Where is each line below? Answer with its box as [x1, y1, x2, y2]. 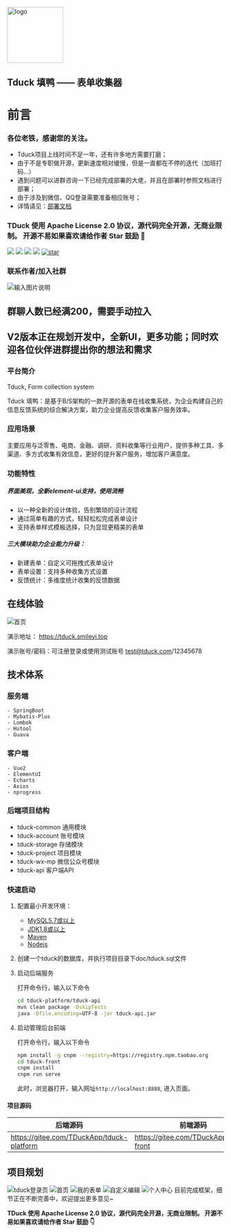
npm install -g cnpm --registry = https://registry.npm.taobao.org [16, 1052, 208, 1058]
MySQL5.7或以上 [27, 917, 76, 925]
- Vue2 [7, 764, 26, 771]
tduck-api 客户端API [16, 866, 74, 874]
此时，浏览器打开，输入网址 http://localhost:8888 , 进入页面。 [16, 1085, 195, 1093]
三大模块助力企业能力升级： [7, 540, 86, 548]
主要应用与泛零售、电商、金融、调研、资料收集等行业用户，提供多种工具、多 [7, 441, 224, 449]
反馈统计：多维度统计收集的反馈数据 [16, 576, 120, 584]
